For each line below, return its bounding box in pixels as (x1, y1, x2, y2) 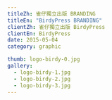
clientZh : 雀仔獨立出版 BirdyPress (7, 23, 106, 30)
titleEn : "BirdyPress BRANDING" (7, 17, 102, 24)
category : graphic (7, 43, 61, 50)
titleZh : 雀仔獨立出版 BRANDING (7, 10, 97, 18)
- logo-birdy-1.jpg (13, 68, 71, 76)
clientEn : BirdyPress (7, 30, 71, 37)
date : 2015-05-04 (7, 37, 58, 44)
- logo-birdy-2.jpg (13, 75, 71, 82)
